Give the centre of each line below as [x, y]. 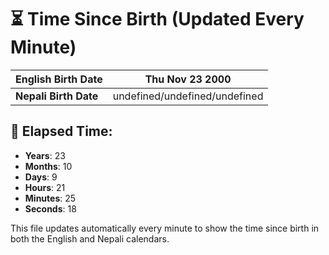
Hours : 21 [45, 187]
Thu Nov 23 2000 [188, 79]
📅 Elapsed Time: [61, 131]
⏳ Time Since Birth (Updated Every [157, 19]
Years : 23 [45, 155]
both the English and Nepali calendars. [90, 238]
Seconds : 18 [50, 208]
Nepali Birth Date [57, 96]
